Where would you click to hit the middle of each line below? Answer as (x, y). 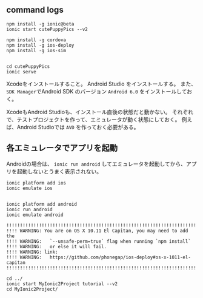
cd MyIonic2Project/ (32, 289)
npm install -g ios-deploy (40, 45)
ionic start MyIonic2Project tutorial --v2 (62, 284)
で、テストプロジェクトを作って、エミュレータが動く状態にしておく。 (93, 119)
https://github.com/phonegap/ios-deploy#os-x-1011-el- (120, 257)
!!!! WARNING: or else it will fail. (57, 246)
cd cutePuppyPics (28, 66)
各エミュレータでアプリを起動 (62, 148)
